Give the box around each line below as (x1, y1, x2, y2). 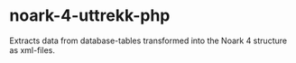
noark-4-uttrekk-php (9, 5, 171, 26)
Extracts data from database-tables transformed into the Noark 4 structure (9, 35, 287, 46)
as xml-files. (9, 44, 56, 55)
